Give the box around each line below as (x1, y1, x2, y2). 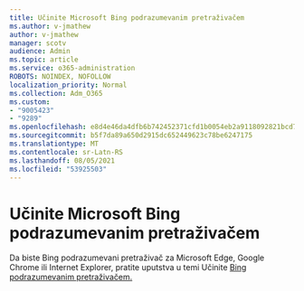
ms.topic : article (9, 55, 79, 64)
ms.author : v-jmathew (9, 22, 91, 31)
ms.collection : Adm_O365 (9, 89, 103, 98)
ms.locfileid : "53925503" (9, 164, 107, 174)
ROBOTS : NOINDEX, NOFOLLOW (9, 72, 111, 81)
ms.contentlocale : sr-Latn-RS (9, 147, 124, 156)
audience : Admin (9, 47, 71, 56)
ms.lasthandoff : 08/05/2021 (9, 155, 116, 165)
